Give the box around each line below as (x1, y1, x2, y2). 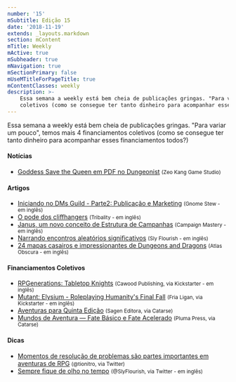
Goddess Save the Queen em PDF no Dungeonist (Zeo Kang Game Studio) (17, 168, 221, 176)
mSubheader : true (7, 56, 58, 63)
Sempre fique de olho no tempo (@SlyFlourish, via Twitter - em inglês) (17, 367, 204, 375)
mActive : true (7, 50, 49, 57)
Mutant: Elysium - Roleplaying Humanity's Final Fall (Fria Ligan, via (17, 293, 203, 301)
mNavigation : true (7, 62, 61, 70)
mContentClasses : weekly (7, 82, 80, 89)
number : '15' (7, 10, 46, 18)
